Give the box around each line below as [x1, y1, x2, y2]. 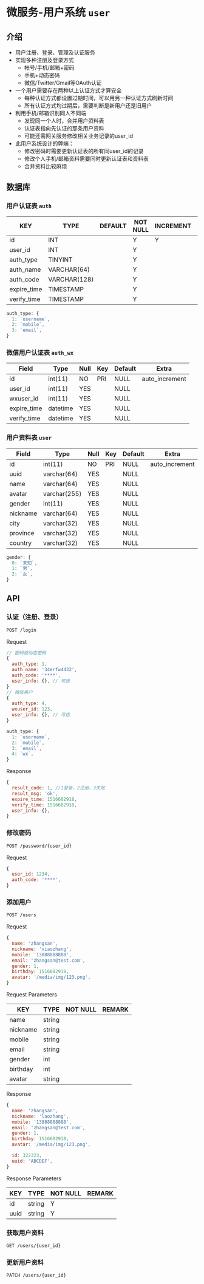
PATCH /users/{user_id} [6, 1272, 67, 1279]
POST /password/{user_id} [6, 843, 72, 849]
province [9, 529, 35, 537]
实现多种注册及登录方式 [15, 56, 74, 64]
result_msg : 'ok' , [12, 790, 59, 797]
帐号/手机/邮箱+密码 [24, 64, 75, 71]
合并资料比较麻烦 [24, 163, 67, 170]
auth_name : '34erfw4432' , [12, 667, 78, 673]
